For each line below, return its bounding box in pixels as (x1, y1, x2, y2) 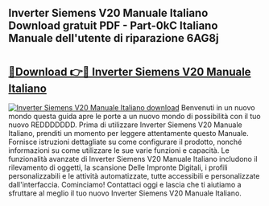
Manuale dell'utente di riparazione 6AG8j (8, 31, 219, 45)
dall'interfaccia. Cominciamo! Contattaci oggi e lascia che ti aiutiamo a (8, 180, 242, 189)
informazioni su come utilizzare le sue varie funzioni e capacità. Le (8, 146, 230, 155)
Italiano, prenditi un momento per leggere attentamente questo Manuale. (8, 129, 250, 138)
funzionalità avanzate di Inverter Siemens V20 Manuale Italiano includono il (8, 154, 258, 163)
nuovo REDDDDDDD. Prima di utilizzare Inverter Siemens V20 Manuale (8, 120, 243, 130)
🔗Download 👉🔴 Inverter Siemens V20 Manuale (8, 64, 251, 79)
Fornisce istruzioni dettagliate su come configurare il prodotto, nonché (8, 137, 242, 146)
